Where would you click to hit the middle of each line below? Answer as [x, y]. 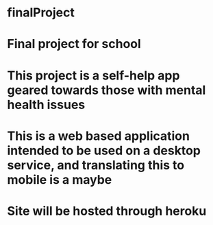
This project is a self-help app [93, 75]
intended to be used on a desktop [104, 151]
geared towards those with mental [106, 90]
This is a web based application [99, 136]
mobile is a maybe [60, 179]
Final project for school [74, 44]
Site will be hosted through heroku [107, 211]
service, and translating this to [96, 165]
